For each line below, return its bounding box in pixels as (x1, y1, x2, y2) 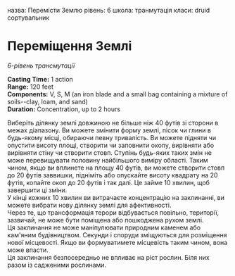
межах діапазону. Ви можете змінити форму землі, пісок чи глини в (7, 126, 211, 134)
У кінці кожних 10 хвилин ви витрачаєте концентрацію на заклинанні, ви (7, 193, 225, 201)
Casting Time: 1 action (7, 75, 74, 83)
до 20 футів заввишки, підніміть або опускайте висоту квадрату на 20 (7, 170, 218, 179)
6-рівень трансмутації (7, 61, 75, 70)
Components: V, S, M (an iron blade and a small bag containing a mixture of (7, 89, 228, 98)
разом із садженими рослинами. (7, 261, 107, 269)
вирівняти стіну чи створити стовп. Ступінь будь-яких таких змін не (7, 148, 212, 157)
